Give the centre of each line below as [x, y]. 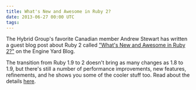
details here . [21, 81]
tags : [13, 22]
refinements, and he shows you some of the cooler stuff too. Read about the [98, 75]
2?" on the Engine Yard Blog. [41, 51]
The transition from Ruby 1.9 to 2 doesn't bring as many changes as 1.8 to [94, 63]
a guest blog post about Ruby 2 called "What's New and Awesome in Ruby [96, 45]
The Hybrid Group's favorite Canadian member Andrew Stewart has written [97, 39]
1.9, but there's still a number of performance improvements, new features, [96, 69]
